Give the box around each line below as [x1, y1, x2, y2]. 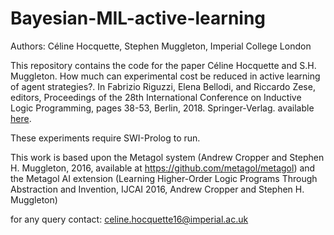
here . [10, 112, 32, 124]
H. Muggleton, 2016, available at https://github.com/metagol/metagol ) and [10, 162, 316, 174]
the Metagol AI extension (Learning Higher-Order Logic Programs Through [10, 172, 318, 184]
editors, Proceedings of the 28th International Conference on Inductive [10, 91, 302, 103]
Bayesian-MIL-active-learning [10, 7, 267, 30]
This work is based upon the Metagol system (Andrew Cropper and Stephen [10, 151, 325, 163]
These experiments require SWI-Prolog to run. [10, 132, 201, 144]
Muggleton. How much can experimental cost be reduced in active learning [10, 70, 321, 82]
